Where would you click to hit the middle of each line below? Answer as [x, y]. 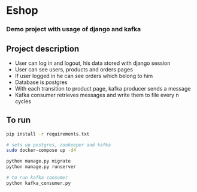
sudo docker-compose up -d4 [41, 151]
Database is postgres [41, 82]
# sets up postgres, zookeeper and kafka [59, 145]
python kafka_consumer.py [38, 183]
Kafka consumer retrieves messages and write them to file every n [97, 95]
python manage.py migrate [38, 161]
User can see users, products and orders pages [74, 69]
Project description [43, 49]
